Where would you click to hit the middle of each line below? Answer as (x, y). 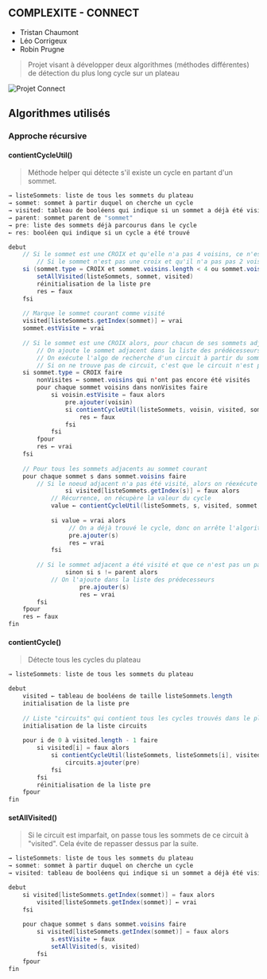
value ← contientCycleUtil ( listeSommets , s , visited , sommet (154, 506)
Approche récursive (48, 136)
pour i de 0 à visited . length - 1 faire (90, 740)
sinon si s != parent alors (111, 573)
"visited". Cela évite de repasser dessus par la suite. (113, 844)
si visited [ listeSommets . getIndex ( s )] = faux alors (152, 491)
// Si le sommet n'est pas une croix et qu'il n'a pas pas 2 (140, 262)
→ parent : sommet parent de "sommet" (71, 218)
